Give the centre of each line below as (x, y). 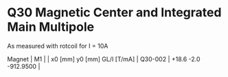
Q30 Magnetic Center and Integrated (114, 13)
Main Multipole (51, 27)
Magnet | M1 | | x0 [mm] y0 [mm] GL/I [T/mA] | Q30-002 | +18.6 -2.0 (104, 59)
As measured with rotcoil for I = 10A (58, 46)
